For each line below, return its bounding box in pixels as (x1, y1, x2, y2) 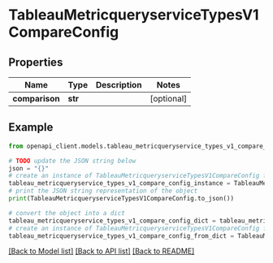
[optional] (149, 93, 188, 104)
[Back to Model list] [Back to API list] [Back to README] (8, 246, 195, 257)
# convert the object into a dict (8, 209, 126, 217)
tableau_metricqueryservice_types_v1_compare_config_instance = (8, 179, 231, 188)
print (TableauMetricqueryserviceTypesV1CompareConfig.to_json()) (8, 195, 234, 203)
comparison (12, 93, 61, 104)
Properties (8, 55, 63, 69)
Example (8, 120, 54, 135)
